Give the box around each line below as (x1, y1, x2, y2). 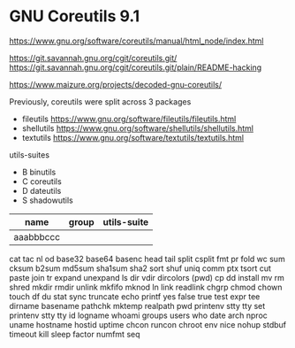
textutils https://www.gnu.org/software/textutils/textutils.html (21, 132, 245, 143)
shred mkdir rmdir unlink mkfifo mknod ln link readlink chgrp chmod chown (9, 282, 283, 292)
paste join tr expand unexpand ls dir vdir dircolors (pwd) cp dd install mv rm (9, 272, 285, 282)
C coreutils (21, 175, 62, 187)
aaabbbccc (13, 230, 60, 243)
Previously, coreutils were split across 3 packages (9, 96, 192, 107)
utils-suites (9, 149, 50, 160)
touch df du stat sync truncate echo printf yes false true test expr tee (9, 290, 261, 302)
